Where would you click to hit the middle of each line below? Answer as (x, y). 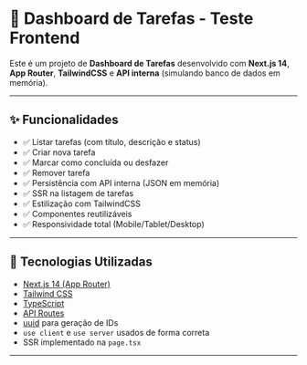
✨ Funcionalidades (64, 120)
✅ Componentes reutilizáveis (77, 214)
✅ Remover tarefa (56, 172)
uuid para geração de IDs (70, 322)
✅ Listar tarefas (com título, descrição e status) (111, 141)
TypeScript (43, 303)
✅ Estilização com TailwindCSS (82, 203)
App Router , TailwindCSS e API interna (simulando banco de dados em (145, 73)
